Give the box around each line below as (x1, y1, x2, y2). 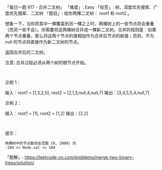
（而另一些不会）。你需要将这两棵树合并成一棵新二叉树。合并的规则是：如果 (5, 27, 157, 33)
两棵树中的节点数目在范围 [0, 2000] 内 (5, 141, 76, 146)
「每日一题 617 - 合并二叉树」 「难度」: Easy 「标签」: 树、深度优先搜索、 (5, 4, 154, 10)
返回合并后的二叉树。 (5, 49, 48, 55)
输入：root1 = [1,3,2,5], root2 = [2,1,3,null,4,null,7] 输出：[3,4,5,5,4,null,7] (5, 90, 150, 95)
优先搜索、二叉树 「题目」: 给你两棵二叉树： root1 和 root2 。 (9, 10, 132, 16)
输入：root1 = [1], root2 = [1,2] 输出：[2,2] (5, 111, 89, 116)
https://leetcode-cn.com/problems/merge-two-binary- (24, 154, 134, 160)
